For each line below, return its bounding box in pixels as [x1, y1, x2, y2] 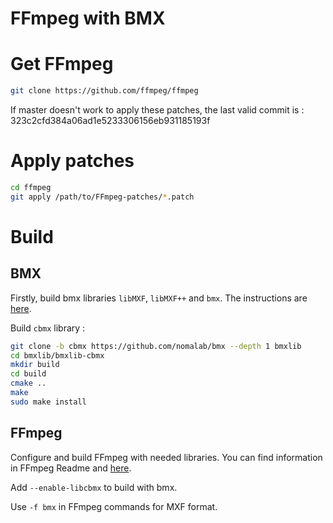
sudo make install [10, 397, 87, 407]
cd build [10, 369, 47, 379]
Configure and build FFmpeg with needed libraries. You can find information [10, 451, 323, 463]
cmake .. [10, 378, 47, 389]
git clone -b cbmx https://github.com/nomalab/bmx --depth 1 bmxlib [10, 341, 302, 351]
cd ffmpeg [10, 182, 52, 192]
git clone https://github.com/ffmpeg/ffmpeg [10, 86, 199, 96]
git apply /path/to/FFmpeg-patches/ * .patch [10, 192, 195, 202]
